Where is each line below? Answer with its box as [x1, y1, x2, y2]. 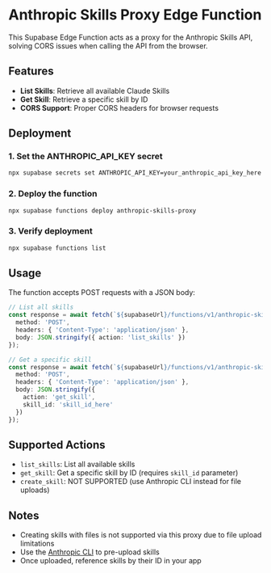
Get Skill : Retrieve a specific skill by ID [19, 95, 148, 104]
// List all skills [8, 303, 74, 312]
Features [8, 65, 54, 78]
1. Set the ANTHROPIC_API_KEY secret [8, 151, 163, 162]
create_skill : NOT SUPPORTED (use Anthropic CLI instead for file [19, 477, 242, 487]
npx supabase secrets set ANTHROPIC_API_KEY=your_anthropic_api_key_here [8, 169, 262, 177]
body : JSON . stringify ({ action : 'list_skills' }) [15, 333, 186, 341]
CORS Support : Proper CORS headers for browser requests [19, 103, 219, 112]
